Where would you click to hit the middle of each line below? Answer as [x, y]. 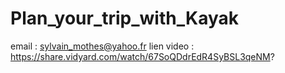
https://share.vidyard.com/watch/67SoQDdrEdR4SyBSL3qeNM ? [142, 56]
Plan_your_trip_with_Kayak [124, 18]
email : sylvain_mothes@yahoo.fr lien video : [102, 46]
